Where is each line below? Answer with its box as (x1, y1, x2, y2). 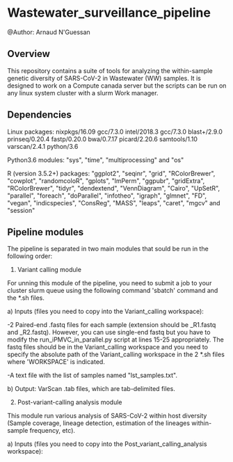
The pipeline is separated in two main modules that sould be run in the (7, 245, 209, 253)
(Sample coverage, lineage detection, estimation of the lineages (7, 419, 190, 427)
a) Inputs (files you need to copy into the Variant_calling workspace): (7, 308, 204, 316)
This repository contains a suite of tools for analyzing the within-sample (7, 66, 214, 74)
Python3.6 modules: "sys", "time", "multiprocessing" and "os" (7, 155, 184, 164)
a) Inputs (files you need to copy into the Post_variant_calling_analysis (7, 440, 207, 448)
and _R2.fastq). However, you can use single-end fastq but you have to (7, 328, 211, 337)
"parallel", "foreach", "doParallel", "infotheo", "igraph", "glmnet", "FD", (7, 191, 207, 200)
